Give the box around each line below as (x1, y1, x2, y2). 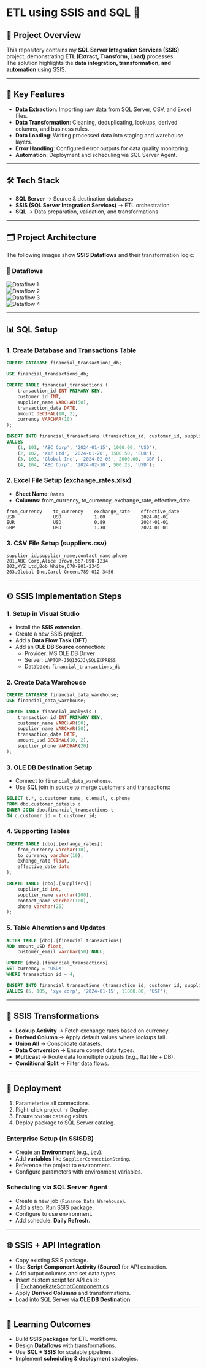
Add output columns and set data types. (15, 1269, 117, 1277)
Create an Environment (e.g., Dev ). (15, 1148, 103, 1156)
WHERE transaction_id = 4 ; (6, 972, 75, 978)
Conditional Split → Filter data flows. (15, 1059, 109, 1067)
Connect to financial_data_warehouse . (15, 777, 113, 785)
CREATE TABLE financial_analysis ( (6, 709, 97, 715)
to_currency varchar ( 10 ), (17, 852, 84, 858)
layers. (15, 138, 32, 145)
